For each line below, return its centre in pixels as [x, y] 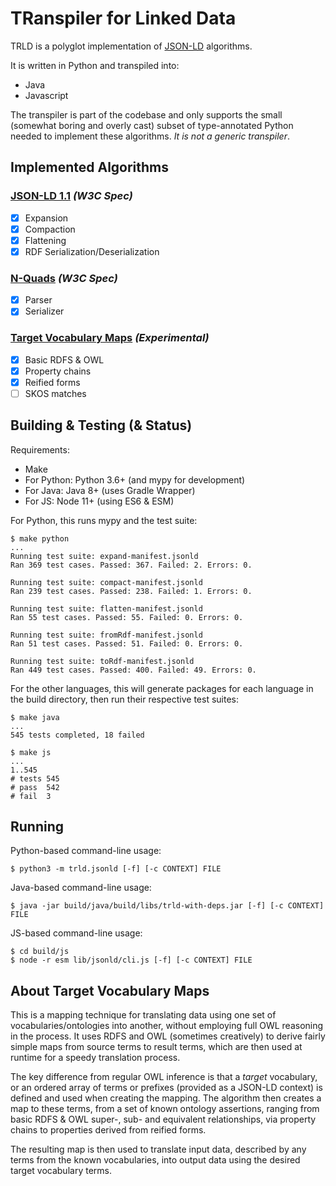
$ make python [40, 538]
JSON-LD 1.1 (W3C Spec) [71, 196]
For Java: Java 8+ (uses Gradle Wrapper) [110, 490]
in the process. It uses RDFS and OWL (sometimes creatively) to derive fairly [168, 1036]
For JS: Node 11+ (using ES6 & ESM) [99, 501]
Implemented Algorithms [90, 167]
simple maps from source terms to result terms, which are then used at [156, 1047]
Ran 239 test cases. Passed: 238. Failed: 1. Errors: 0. [131, 591]
